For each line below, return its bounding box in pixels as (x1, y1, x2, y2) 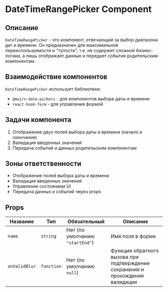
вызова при (110, 253, 139, 260)
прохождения (110, 272, 144, 279)
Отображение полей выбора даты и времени (12, 173, 109, 179)
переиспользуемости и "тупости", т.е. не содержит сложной (5, 48, 135, 53)
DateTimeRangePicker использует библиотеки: (5, 86, 101, 92)
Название (9, 218, 34, 225)
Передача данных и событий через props (12, 189, 101, 195)
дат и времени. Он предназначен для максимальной (5, 42, 118, 48)
